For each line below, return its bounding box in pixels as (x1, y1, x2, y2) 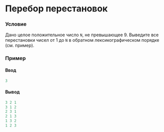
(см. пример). (5, 43, 35, 49)
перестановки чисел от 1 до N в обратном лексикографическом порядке (5, 37, 160, 43)
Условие (5, 21, 27, 28)
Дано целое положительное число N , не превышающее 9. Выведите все (5, 32, 159, 38)
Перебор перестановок (5, 3, 108, 14)
